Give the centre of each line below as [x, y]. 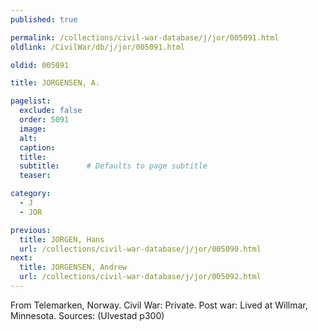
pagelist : [31, 101]
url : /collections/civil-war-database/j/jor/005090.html [140, 249]
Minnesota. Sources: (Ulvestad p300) [87, 315]
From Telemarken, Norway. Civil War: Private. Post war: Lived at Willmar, [159, 305]
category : [31, 194]
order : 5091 [44, 120]
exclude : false [51, 111]
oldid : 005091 [40, 65]
